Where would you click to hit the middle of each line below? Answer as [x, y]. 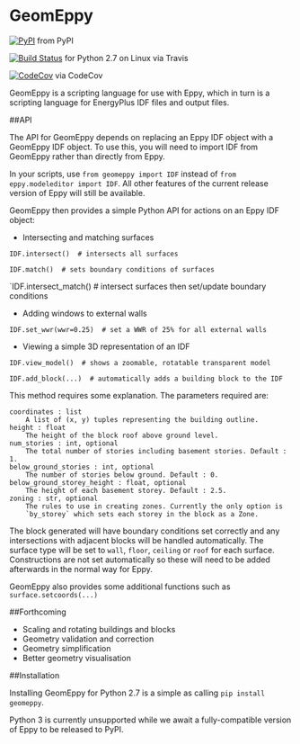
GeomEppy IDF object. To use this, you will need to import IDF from [134, 147]
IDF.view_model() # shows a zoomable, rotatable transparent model [140, 363]
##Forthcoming [38, 612]
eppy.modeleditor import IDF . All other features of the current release [139, 183]
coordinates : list [46, 412]
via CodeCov [79, 75]
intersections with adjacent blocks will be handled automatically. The [137, 540]
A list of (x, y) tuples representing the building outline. [142, 419]
